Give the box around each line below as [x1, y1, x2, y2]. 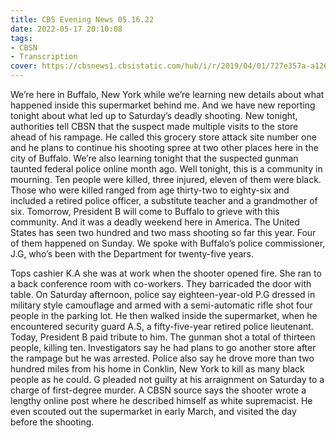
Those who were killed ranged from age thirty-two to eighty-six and [10, 184, 290, 196]
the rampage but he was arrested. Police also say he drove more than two [10, 352, 315, 364]
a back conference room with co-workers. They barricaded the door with [10, 278, 312, 290]
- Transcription [10, 52, 78, 62]
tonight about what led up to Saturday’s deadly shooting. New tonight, [10, 110, 298, 121]
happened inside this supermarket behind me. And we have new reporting [10, 99, 316, 111]
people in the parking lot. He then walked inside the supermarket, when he [10, 310, 318, 321]
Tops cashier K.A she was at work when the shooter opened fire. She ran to [10, 267, 322, 279]
